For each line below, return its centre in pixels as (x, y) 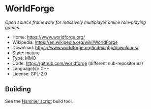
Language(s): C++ (31, 68)
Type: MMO (24, 58)
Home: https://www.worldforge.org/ (48, 37)
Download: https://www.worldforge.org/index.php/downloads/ (75, 47)
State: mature (26, 53)
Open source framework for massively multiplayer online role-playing (75, 22)
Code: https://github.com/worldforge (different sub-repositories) (78, 63)
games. (13, 27)
